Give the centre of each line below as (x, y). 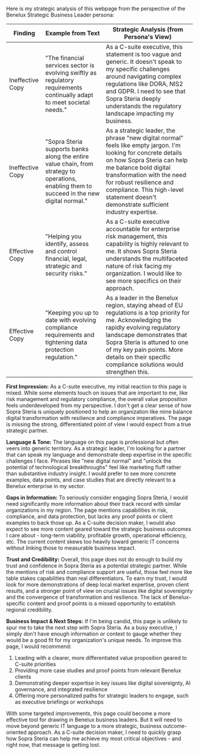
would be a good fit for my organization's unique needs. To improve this (94, 640)
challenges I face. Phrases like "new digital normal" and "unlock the (89, 461)
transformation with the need (146, 175)
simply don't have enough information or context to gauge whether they (94, 634)
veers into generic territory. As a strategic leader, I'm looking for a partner (96, 448)
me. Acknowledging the (139, 320)
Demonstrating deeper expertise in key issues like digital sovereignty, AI (102, 683)
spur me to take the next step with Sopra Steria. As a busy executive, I (92, 628)
